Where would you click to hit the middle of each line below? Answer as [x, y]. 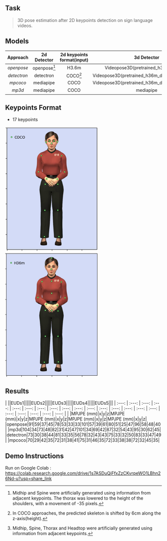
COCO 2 [74, 75]
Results [17, 391]
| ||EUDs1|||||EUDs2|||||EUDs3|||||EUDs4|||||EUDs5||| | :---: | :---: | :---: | [79, 403]
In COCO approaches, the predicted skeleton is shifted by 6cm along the [87, 513]
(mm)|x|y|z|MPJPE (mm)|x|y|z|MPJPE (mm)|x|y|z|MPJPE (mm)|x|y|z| [76, 419]
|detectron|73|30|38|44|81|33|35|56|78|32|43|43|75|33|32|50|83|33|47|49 [83, 435]
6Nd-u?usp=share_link [29, 479]
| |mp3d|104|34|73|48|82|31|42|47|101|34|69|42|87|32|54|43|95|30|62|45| [83, 430]
